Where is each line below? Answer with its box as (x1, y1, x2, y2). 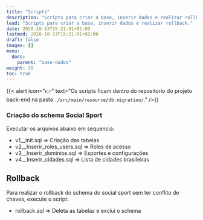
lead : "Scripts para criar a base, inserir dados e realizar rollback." (6, 20, 193, 26)
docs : (11, 54, 26, 60)
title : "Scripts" (6, 8, 50, 15)
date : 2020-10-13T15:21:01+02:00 (6, 25, 91, 32)
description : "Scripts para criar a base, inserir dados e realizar (6, 14, 182, 20)
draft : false (6, 37, 39, 43)
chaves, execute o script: (6, 195, 69, 203)
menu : (6, 48, 20, 54)
